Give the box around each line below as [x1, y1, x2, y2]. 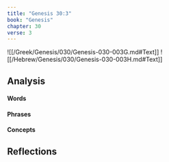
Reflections [7, 146, 57, 157]
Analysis [7, 75, 46, 86]
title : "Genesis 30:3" [7, 10, 72, 17]
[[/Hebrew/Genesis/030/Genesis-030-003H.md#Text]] [7, 56, 163, 64]
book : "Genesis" [7, 16, 53, 23]
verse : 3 [7, 29, 32, 36]
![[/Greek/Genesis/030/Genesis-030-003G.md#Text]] [7, 48, 159, 56]
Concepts [7, 126, 36, 134]
